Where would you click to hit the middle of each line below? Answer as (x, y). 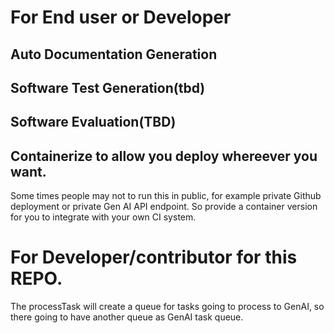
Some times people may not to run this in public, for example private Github (166, 196)
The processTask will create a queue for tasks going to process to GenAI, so (167, 307)
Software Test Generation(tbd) (108, 87)
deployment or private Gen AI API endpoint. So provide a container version (164, 207)
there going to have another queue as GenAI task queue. (127, 317)
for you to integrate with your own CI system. (103, 217)
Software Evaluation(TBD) (93, 122)
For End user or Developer (121, 17)
